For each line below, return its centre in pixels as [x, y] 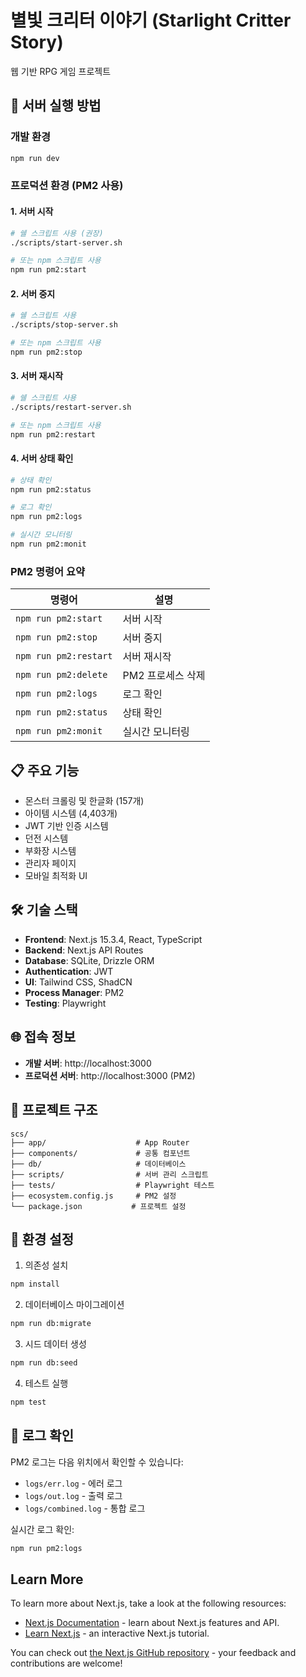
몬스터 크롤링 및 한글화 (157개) [84, 801]
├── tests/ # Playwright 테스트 [112, 1185]
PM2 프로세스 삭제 [164, 676]
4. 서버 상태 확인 [42, 458]
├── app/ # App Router [100, 1142]
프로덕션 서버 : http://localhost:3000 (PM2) [110, 1075]
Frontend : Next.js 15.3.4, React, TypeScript [113, 939]
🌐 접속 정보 [43, 1037]
